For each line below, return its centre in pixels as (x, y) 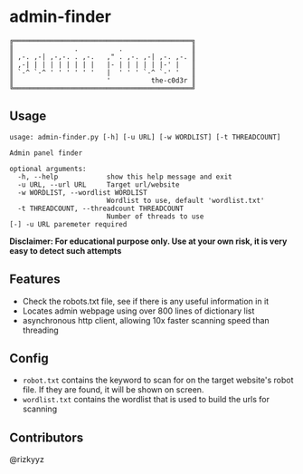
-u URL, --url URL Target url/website (99, 184)
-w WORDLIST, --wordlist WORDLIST (82, 192)
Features (35, 280)
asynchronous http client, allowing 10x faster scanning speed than (146, 320)
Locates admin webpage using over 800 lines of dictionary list (138, 311)
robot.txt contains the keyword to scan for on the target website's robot (158, 380)
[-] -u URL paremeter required (68, 224)
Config (29, 358)
